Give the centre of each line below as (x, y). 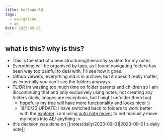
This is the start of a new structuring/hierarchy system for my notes (81, 60)
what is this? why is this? (45, 49)
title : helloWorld (24, 10)
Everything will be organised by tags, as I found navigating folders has (84, 66)
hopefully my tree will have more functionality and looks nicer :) (85, 103)
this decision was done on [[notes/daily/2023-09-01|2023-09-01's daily (86, 124)
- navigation (23, 19)
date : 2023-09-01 (23, 28)
